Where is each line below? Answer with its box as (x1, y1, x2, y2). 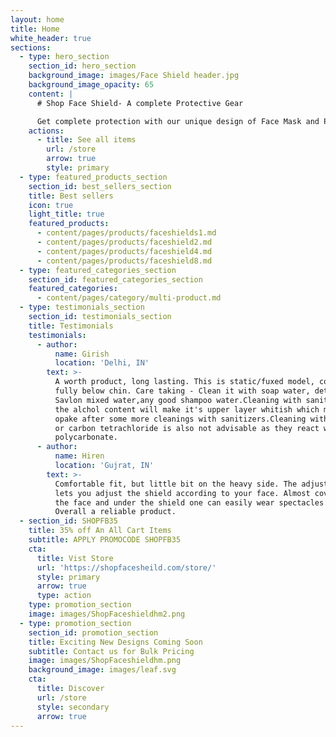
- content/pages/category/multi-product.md (36, 293, 222, 303)
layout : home (10, 14, 65, 25)
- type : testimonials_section (19, 302, 145, 313)
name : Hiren (54, 451, 105, 461)
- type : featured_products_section (19, 172, 168, 182)
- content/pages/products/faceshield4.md (36, 246, 213, 256)
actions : (28, 126, 65, 136)
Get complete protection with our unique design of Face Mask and (36, 116, 320, 126)
